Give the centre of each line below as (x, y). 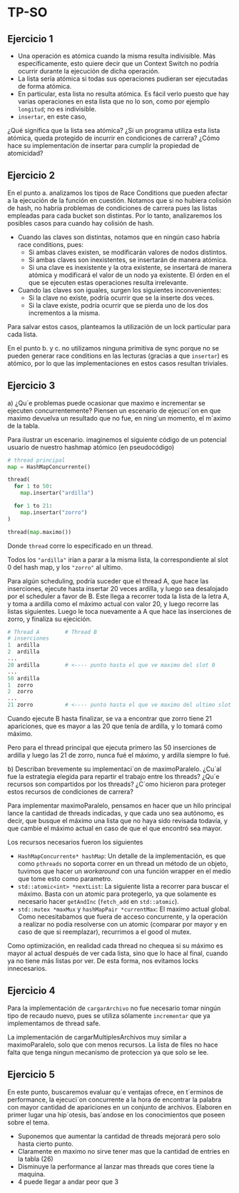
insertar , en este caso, (52, 116)
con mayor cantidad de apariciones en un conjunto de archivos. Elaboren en (119, 1107)
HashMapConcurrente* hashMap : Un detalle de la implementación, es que (122, 856)
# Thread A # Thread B (52, 632)
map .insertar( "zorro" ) (54, 512)
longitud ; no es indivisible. (57, 109)
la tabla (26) (35, 1159)
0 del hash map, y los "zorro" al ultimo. (65, 567)
